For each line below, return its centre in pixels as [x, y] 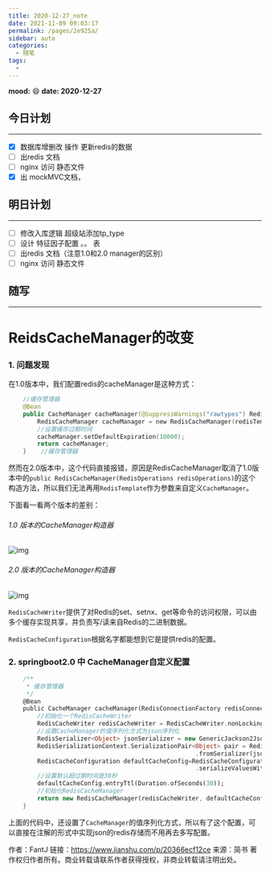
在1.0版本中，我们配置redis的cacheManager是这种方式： [102, 384]
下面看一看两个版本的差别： [54, 505]
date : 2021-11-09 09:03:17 [53, 23]
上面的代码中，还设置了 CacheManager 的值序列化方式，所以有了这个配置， [129, 822]
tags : [17, 61]
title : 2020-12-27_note [48, 16]
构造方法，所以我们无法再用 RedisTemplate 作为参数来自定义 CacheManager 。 [131, 488]
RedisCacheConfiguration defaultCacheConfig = [115, 761]
